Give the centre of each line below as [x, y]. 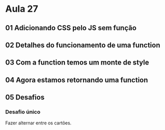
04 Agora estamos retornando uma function [77, 80]
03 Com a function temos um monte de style [77, 63]
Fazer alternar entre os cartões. [38, 123]
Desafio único [23, 112]
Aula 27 [22, 9]
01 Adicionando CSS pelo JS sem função [71, 28]
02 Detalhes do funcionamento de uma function [83, 45]
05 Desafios [25, 97]
